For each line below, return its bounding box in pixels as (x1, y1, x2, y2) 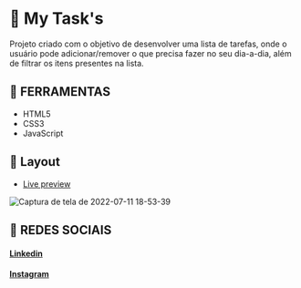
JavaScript (22, 128, 64, 139)
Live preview (22, 178, 71, 190)
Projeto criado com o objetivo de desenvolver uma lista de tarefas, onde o (9, 38, 287, 49)
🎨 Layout (9, 154, 61, 170)
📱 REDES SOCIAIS (9, 222, 112, 238)
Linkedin (9, 248, 43, 259)
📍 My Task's (9, 8, 104, 29)
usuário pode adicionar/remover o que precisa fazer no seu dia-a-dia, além (9, 47, 292, 58)
